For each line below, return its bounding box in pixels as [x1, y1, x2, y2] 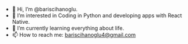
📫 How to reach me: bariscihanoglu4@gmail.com [11, 32, 136, 38]
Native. [11, 18, 30, 25]
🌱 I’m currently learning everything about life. [11, 24, 125, 32]
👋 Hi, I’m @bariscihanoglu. [11, 6, 78, 12]
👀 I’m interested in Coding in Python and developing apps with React [11, 12, 183, 19]
